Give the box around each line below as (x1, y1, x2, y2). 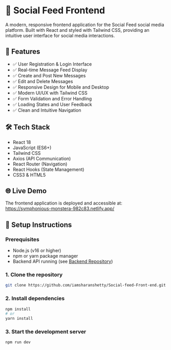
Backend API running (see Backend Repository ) (12, 258, 113, 264)
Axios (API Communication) (12, 155, 71, 161)
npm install (5, 306, 31, 312)
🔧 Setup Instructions (5, 220, 72, 229)
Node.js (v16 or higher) (12, 248, 61, 254)
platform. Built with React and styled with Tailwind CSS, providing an (5, 27, 149, 33)
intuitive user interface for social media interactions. (5, 32, 115, 38)
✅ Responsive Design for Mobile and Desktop (12, 84, 109, 90)
